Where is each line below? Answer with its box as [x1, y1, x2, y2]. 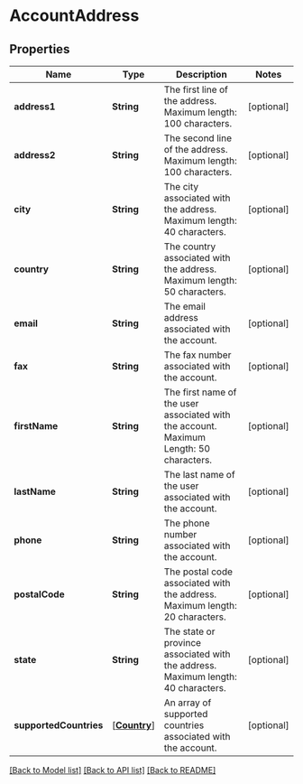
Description [175, 69, 227, 80]
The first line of [163, 83, 228, 96]
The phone [163, 517, 210, 529]
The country [163, 240, 216, 253]
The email [163, 300, 206, 313]
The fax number [163, 349, 232, 361]
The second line [163, 132, 233, 145]
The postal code [163, 565, 233, 578]
